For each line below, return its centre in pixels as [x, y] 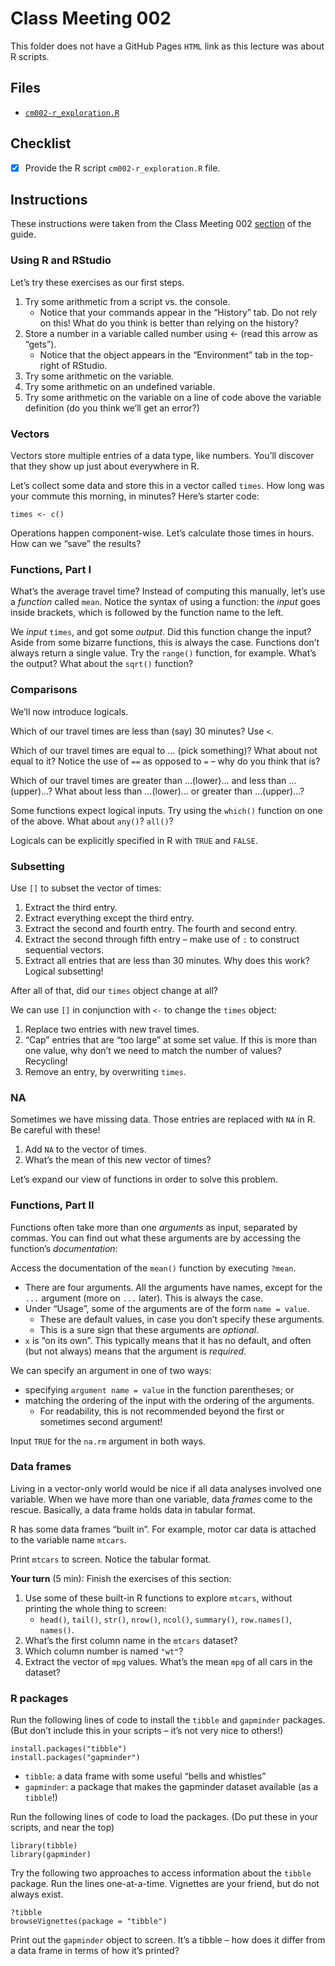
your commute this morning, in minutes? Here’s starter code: [135, 496]
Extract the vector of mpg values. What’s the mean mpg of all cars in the [168, 1661]
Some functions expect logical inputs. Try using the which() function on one [166, 810]
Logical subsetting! [64, 971]
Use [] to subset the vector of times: [86, 888]
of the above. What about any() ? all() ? [92, 821]
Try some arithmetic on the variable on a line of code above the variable [173, 397]
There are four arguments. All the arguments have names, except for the [173, 1287]
